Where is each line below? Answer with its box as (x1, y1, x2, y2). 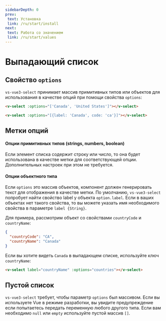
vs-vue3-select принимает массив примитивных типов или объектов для (5, 89, 160, 95)
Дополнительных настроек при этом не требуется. (5, 162, 114, 168)
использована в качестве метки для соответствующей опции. (5, 157, 137, 162)
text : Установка (7, 16, 41, 21)
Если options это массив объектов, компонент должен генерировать (5, 184, 152, 190)
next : (5, 26, 16, 31)
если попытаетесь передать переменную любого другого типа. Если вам (5, 305, 161, 311)
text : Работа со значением (7, 30, 63, 35)
